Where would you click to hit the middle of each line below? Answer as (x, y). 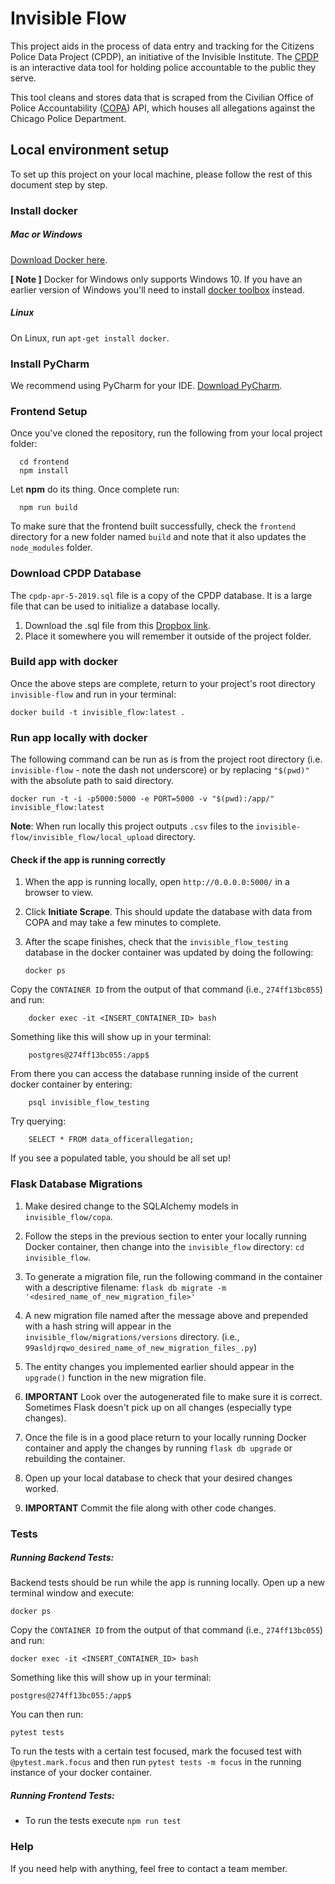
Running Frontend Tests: (62, 1796)
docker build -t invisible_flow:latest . (98, 712)
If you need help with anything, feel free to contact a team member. (149, 1868)
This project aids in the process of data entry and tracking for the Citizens (162, 46)
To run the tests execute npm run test (103, 1821)
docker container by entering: (71, 1084)
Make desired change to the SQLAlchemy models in (131, 1206)
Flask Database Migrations (76, 1184)
